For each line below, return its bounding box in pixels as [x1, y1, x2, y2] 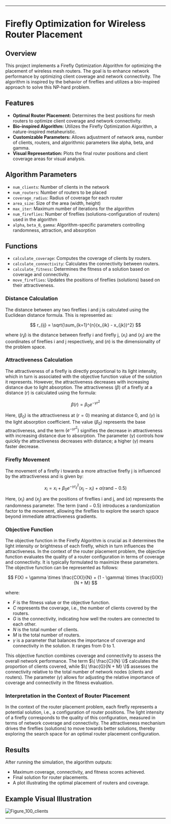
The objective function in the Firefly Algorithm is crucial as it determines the [5, 538, 164, 544]
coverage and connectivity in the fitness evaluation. [5, 680, 113, 686]
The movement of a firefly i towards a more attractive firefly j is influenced [5, 467, 161, 474]
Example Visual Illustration [5, 794, 92, 803]
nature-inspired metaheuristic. [12, 128, 76, 135]
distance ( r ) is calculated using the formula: [5, 390, 97, 396]
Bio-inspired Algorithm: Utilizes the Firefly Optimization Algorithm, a [12, 123, 157, 129]
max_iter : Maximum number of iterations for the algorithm [12, 205, 134, 212]
